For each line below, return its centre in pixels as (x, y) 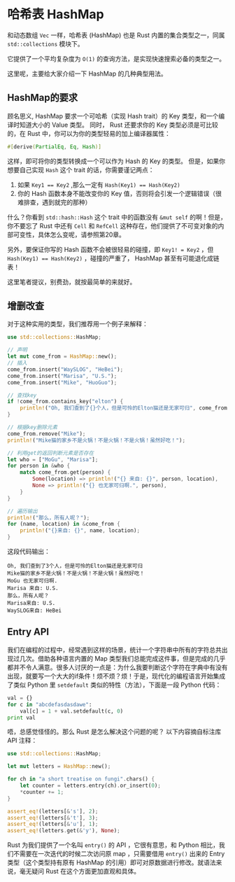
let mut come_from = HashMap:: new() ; (62, 357)
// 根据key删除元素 (33, 428)
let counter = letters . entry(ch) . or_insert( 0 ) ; (90, 785)
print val (22, 717)
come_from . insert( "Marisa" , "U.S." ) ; (62, 376)
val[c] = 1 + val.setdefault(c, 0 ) (72, 711)
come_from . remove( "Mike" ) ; (47, 434)
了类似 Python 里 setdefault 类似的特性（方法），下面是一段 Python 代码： (114, 685)
